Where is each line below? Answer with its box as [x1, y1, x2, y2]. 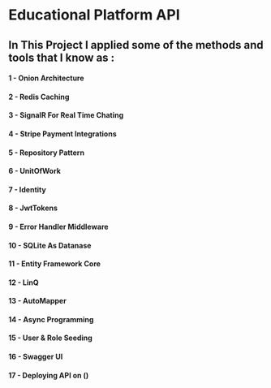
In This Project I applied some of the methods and [8, 38, 264, 52]
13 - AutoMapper [8, 296, 67, 306]
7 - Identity [8, 184, 46, 194]
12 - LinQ [8, 278, 39, 287]
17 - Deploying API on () [8, 370, 89, 380]
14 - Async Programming [8, 314, 94, 324]
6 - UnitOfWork [8, 166, 61, 176]
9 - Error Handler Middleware [8, 222, 109, 231]
